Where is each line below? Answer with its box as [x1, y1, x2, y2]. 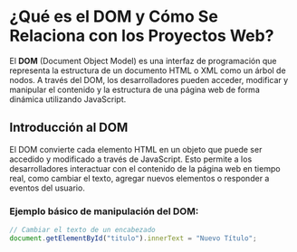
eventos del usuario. [9, 182, 86, 193]
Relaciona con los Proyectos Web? [9, 25, 274, 46]
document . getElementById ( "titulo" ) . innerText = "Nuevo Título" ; [9, 233, 257, 243]
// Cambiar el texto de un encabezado [9, 226, 156, 235]
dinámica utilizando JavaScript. [9, 93, 127, 105]
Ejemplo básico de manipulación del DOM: [9, 205, 199, 218]
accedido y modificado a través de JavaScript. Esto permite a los [9, 154, 253, 164]
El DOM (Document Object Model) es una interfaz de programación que [9, 55, 277, 66]
